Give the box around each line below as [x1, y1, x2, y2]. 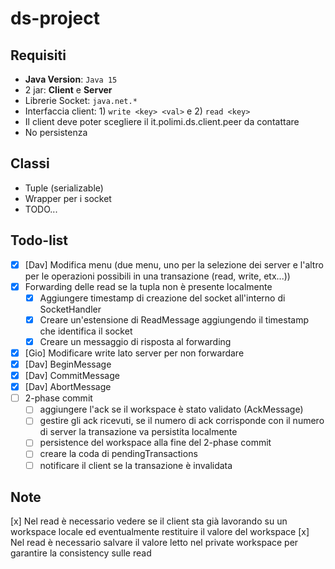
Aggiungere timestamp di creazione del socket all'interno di [39, 292, 286, 304]
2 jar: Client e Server [24, 84, 113, 96]
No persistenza [24, 127, 88, 138]
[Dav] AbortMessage [24, 381, 112, 393]
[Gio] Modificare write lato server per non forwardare [24, 347, 245, 359]
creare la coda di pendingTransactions [39, 448, 198, 460]
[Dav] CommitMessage [24, 370, 120, 382]
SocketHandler [39, 303, 102, 315]
